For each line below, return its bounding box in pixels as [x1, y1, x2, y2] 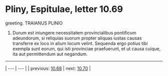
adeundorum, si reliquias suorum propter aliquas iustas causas [12, 35, 142, 41]
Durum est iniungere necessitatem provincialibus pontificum [12, 29, 136, 35]
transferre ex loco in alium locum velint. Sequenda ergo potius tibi [12, 40, 148, 46]
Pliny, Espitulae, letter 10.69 [5, 3, 123, 15]
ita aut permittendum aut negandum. [12, 51, 88, 57]
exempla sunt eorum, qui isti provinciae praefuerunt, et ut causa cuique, [12, 45, 161, 51]
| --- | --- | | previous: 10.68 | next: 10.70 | [5, 65, 91, 71]
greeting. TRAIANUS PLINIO [5, 20, 63, 26]
